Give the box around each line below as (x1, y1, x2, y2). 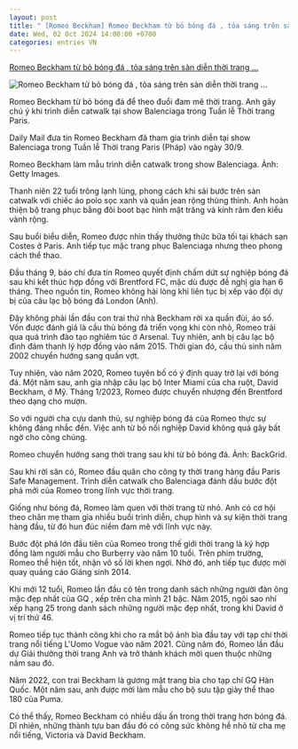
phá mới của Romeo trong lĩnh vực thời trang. (9, 485, 175, 496)
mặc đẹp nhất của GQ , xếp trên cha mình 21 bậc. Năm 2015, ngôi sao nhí (9, 594, 277, 604)
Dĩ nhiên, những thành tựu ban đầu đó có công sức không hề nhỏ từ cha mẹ (9, 721, 286, 731)
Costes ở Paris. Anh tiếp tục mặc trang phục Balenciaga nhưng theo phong (9, 240, 283, 251)
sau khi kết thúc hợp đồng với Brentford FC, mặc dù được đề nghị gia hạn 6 (9, 277, 284, 288)
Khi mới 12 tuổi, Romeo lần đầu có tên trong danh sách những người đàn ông (9, 584, 288, 595)
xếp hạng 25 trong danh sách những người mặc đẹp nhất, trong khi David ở (9, 603, 284, 613)
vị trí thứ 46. (9, 612, 54, 623)
